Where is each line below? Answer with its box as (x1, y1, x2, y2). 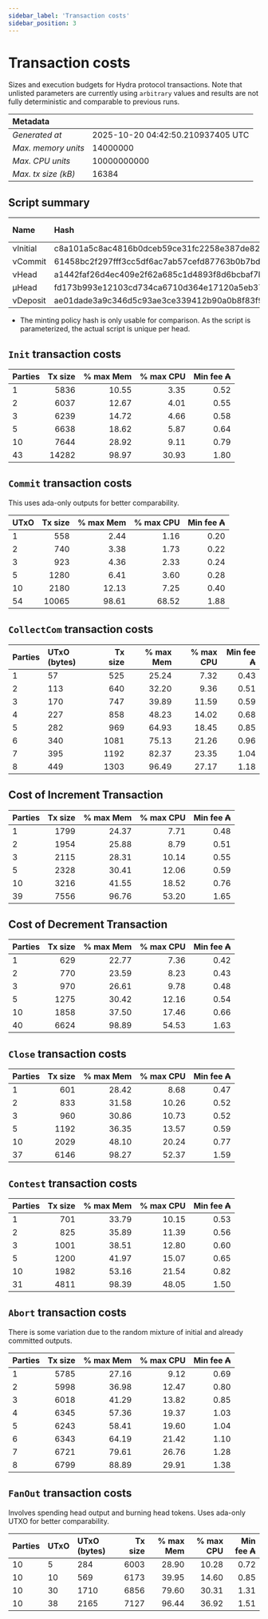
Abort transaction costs (8, 1306, 127, 1320)
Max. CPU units (12, 155, 71, 166)
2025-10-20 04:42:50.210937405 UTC (92, 130, 250, 141)
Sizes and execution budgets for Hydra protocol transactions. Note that (8, 80, 242, 90)
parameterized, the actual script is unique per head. (19, 324, 191, 334)
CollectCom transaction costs (8, 623, 154, 636)
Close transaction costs (8, 1047, 127, 1060)
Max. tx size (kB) (12, 169, 76, 180)
